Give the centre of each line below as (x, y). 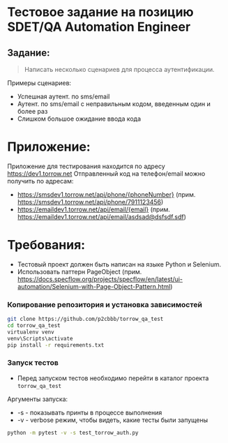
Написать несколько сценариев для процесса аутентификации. (119, 69)
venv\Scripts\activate (40, 338)
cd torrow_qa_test (34, 326)
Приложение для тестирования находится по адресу (86, 166)
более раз (32, 111)
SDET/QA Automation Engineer (99, 27)
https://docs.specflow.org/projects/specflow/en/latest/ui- (100, 279)
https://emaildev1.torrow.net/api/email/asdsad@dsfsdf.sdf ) (102, 216)
